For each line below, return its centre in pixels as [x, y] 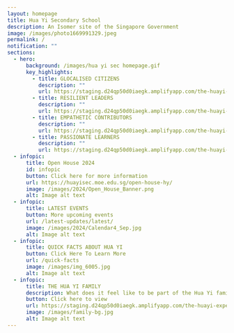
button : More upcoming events [69, 215]
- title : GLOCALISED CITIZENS [76, 79]
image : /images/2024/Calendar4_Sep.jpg [83, 228]
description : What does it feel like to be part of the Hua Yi [119, 293]
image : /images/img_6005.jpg [68, 267]
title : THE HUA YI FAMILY [63, 286]
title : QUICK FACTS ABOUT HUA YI [74, 247]
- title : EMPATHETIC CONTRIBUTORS [82, 117]
